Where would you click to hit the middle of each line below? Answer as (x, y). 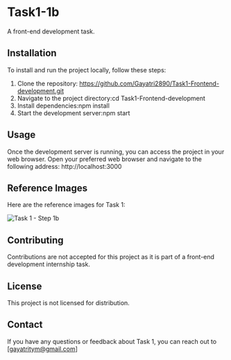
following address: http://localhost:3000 (65, 166)
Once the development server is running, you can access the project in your (116, 152)
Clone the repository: (48, 83)
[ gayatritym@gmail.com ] (43, 349)
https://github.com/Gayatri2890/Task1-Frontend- (149, 83)
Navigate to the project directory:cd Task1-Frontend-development (111, 98)
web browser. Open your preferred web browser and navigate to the (105, 159)
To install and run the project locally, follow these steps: (87, 69)
